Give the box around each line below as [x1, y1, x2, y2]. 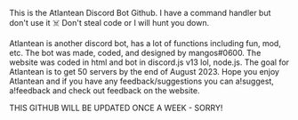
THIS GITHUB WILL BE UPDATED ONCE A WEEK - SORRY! [9, 102, 223, 113]
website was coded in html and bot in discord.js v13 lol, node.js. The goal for [9, 57, 290, 68]
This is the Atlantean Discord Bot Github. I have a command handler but [9, 8, 271, 18]
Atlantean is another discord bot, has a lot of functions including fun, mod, [9, 38, 282, 48]
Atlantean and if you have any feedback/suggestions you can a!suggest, [9, 76, 274, 86]
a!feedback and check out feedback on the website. [9, 85, 200, 96]
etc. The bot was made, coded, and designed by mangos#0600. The [9, 48, 262, 58]
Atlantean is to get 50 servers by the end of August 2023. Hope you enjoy [9, 67, 280, 76]
